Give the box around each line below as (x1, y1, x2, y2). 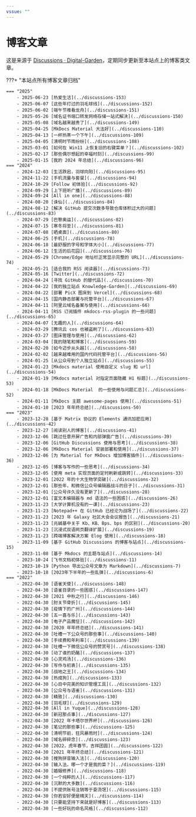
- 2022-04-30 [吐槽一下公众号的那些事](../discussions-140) (16, 631, 157, 637)
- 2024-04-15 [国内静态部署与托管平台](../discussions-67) (16, 296, 155, 302)
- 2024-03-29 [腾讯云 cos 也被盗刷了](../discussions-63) (16, 326, 155, 332)
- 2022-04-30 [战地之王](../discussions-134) (16, 668, 127, 675)
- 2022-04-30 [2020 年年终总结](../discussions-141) (16, 625, 144, 630)
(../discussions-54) (6, 369, 57, 375)
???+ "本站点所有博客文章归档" (6, 76, 81, 83)
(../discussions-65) (6, 313, 57, 319)
